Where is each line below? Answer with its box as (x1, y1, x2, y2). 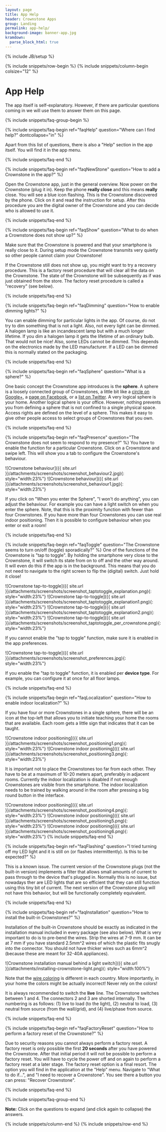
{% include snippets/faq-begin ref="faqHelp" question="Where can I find (5, 126, 155, 132)
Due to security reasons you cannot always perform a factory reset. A (5, 1040, 148, 1046)
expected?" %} (5, 854, 36, 860)
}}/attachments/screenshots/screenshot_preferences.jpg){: (5, 655, 126, 661)
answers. (5, 1111, 24, 1117)
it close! (5, 573, 21, 579)
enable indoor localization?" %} (5, 700, 69, 706)
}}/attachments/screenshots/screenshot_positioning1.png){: (5, 740, 127, 746)
